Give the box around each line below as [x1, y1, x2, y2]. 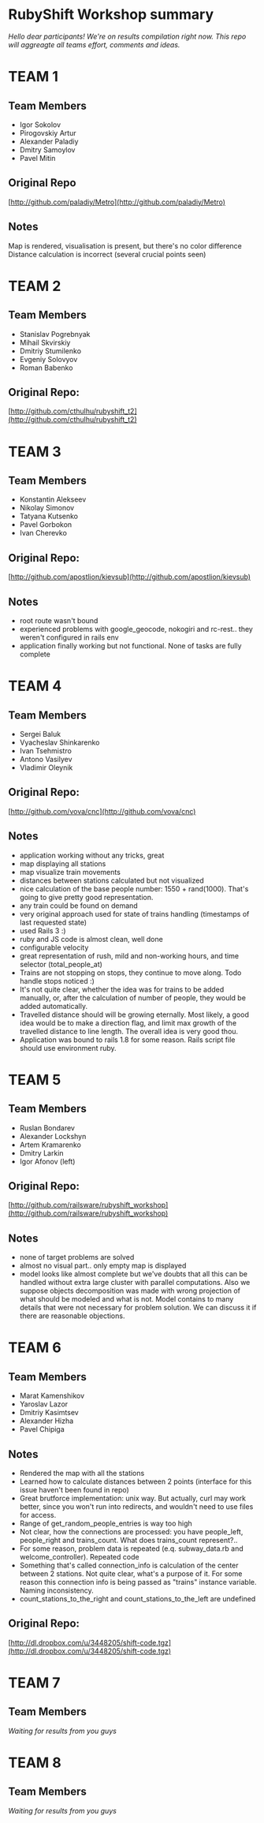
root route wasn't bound [19, 616, 99, 625]
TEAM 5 [8, 1070, 61, 1089]
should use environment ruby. [19, 1043, 117, 1052]
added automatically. [19, 1001, 88, 1010]
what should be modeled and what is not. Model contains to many [19, 1294, 234, 1304]
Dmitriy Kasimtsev [19, 1408, 79, 1418]
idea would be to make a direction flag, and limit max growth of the [19, 1018, 237, 1027]
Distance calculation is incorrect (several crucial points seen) [8, 249, 206, 259]
